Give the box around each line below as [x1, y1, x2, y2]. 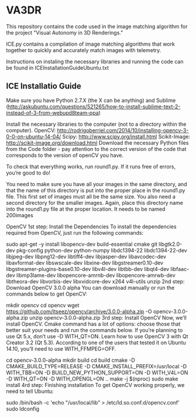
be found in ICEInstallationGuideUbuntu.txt [6, 64, 109, 71]
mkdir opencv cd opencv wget [6, 301, 80, 309]
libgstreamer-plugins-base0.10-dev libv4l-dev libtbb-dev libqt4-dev [6, 265, 170, 272]
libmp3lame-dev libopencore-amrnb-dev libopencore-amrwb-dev [16, 272, 176, 279]
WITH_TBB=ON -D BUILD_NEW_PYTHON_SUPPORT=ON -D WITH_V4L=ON [6, 369, 188, 376]
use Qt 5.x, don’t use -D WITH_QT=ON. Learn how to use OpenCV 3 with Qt [6, 333, 188, 340]
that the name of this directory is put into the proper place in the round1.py [6, 187, 185, 194]
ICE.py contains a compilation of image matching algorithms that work [6, 40, 176, 47]
